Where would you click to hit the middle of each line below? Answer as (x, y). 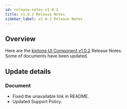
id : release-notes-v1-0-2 (32, 10)
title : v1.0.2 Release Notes (35, 14)
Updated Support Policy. (37, 101)
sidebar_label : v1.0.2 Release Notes (44, 19)
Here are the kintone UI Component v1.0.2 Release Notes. (64, 51)
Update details (28, 71)
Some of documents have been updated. (47, 56)
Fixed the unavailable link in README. (51, 96)
